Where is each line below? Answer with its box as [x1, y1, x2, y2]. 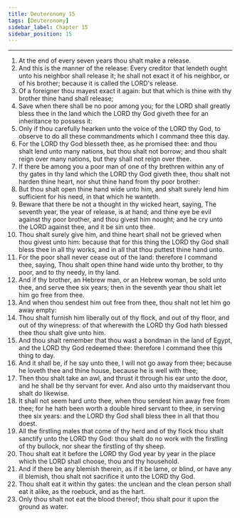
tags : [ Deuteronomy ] [8, 17, 70, 24]
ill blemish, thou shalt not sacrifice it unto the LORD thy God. [18, 472, 195, 481]
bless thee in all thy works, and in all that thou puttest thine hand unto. [18, 245, 224, 254]
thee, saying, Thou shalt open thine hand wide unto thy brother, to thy [18, 260, 224, 269]
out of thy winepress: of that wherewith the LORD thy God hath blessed [18, 321, 228, 329]
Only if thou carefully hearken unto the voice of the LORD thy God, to [18, 125, 221, 133]
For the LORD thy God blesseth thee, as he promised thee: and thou [18, 139, 217, 148]
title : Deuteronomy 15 [8, 10, 75, 18]
